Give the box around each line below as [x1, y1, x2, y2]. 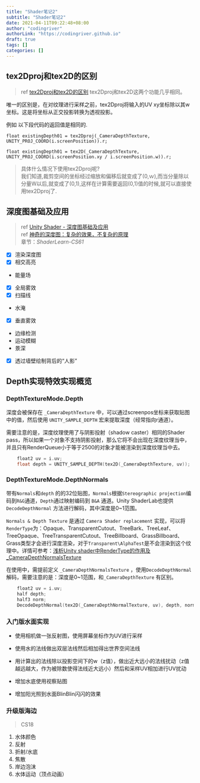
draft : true [6, 36, 36, 42]
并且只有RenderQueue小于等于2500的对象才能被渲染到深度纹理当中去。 [6, 444, 183, 451]
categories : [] [6, 48, 44, 54]
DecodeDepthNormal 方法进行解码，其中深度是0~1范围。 [6, 505, 140, 512]
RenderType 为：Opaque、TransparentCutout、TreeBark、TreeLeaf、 [6, 525, 174, 532]
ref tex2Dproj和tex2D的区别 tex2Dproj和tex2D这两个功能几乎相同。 [20, 88, 186, 95]
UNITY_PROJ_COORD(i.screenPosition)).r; [6, 138, 108, 144]
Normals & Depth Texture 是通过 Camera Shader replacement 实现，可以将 [6, 517, 186, 525]
